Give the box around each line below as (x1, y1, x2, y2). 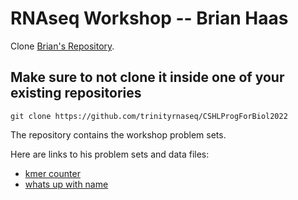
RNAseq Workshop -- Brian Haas (10, 7, 289, 30)
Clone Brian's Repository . (10, 40, 115, 52)
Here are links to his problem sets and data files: (10, 148, 210, 160)
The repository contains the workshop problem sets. (10, 128, 227, 141)
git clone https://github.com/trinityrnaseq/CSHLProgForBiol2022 (10, 111, 288, 121)
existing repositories (10, 85, 142, 102)
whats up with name (24, 178, 109, 190)
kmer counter (24, 167, 81, 179)
